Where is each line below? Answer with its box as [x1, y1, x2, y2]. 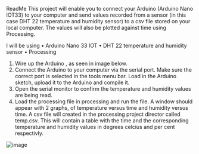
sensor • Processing [6, 48, 57, 56]
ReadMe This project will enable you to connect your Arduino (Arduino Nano [6, 5, 194, 12]
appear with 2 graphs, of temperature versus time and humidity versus [14, 104, 189, 111]
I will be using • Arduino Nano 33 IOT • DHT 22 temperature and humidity [6, 42, 187, 49]
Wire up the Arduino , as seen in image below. [14, 60, 128, 67]
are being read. [14, 92, 52, 98]
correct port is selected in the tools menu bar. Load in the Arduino [14, 73, 177, 79]
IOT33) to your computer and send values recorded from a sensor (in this [6, 11, 186, 19]
